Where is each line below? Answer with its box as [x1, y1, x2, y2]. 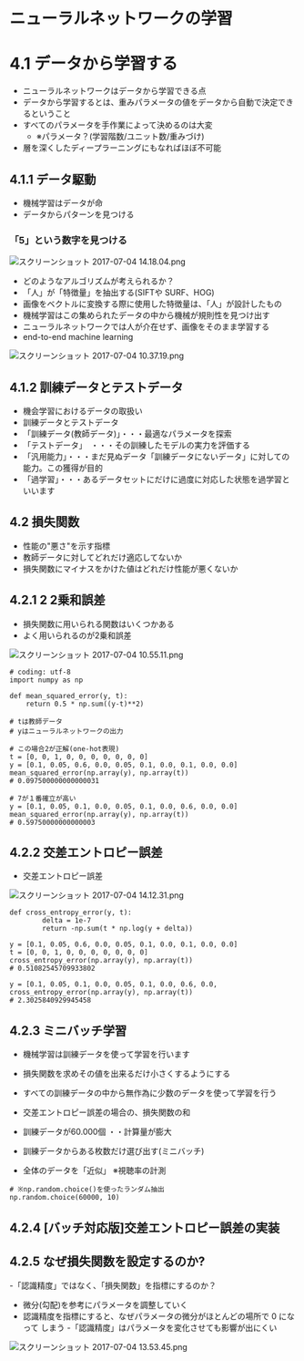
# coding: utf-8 [9, 667, 71, 676]
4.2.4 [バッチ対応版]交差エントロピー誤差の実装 [9, 1220, 280, 1235]
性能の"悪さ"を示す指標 [22, 540, 111, 552]
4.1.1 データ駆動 [9, 171, 96, 187]
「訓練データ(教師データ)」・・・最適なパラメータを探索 [22, 428, 232, 439]
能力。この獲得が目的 [22, 462, 103, 474]
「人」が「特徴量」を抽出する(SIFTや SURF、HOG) [22, 287, 216, 298]
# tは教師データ [9, 717, 63, 726]
